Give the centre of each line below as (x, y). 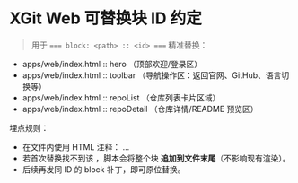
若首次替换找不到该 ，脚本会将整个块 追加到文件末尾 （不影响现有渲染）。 (156, 158)
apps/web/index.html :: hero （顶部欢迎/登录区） (112, 64)
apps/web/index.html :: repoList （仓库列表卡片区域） (121, 97)
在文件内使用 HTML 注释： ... (76, 147)
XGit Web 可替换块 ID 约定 (105, 18)
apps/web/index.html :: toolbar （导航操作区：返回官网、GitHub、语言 (152, 75)
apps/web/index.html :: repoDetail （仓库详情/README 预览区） (140, 109)
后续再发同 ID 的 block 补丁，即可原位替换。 (104, 169)
